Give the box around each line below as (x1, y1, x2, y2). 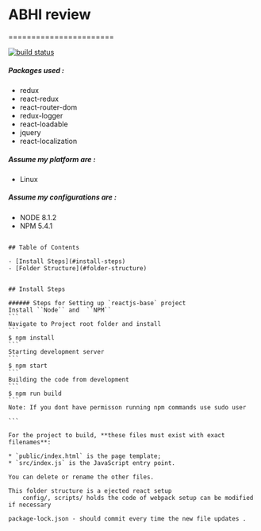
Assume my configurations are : (8, 192, 117, 202)
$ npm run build (8, 390, 62, 397)
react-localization (19, 136, 78, 145)
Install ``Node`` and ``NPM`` (8, 306, 112, 314)
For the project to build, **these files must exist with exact (8, 431, 225, 439)
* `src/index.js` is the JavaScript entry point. (8, 459, 176, 467)
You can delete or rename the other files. (8, 473, 155, 481)
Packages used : (8, 65, 65, 75)
